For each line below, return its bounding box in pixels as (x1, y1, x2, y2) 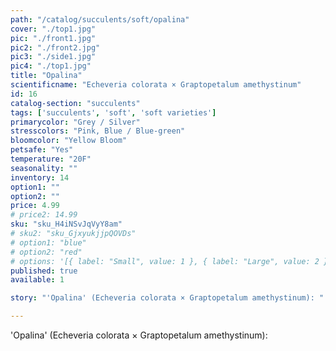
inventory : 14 (10, 172, 70, 183)
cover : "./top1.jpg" (10, 24, 97, 34)
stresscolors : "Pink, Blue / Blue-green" (10, 126, 186, 136)
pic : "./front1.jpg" (10, 33, 97, 43)
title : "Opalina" (10, 71, 83, 81)
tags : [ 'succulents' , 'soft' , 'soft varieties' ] (10, 107, 217, 118)
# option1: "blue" (10, 237, 87, 248)
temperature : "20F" (10, 154, 92, 164)
